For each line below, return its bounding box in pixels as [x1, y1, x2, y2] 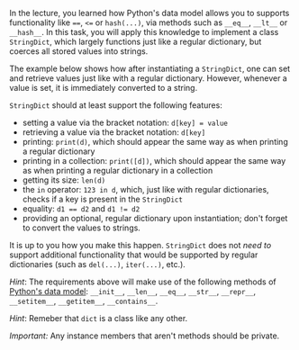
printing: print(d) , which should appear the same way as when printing [22, 137, 288, 147]
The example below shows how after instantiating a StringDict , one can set [9, 63, 291, 74]
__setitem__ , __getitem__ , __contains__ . [9, 296, 159, 306]
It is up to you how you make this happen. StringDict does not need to [9, 240, 272, 250]
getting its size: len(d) [22, 175, 106, 185]
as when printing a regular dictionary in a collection [22, 166, 213, 175]
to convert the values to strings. [22, 222, 141, 233]
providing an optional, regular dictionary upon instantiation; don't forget [22, 213, 288, 223]
